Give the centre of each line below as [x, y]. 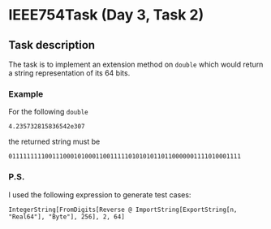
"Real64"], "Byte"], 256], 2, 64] [67, 217]
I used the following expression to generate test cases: [100, 194]
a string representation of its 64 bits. [69, 73]
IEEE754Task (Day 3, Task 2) [106, 15]
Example [26, 93]
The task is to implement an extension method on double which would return [136, 64]
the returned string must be [54, 142]
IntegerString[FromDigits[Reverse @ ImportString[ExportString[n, [123, 210]
